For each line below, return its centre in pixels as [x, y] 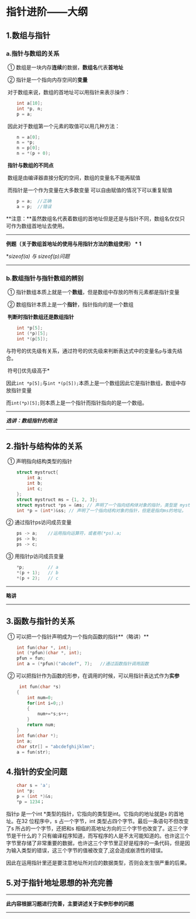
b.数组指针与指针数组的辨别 [45, 278]
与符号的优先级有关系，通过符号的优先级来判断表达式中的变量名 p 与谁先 [92, 351]
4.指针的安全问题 [37, 771]
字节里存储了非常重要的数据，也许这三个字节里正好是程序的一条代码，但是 [95, 843]
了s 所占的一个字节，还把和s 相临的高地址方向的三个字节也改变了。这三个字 [97, 828]
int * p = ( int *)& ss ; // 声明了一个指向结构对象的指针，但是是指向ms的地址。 [101, 510]
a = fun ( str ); [34, 752]
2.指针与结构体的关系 [44, 446]
